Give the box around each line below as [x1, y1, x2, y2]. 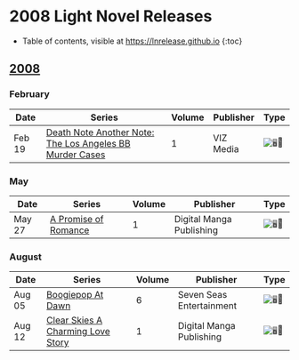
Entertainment [177, 300, 238, 312]
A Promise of [50, 212, 104, 225]
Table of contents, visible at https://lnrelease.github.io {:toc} [21, 36, 243, 46]
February [9, 88, 51, 100]
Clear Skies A [45, 314, 103, 326]
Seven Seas [177, 289, 228, 301]
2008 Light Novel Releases [9, 6, 213, 27]
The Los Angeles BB [45, 137, 131, 149]
